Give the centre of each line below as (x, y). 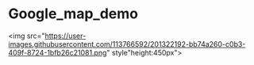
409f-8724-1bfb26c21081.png (58, 52)
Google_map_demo (73, 14)
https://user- (65, 36)
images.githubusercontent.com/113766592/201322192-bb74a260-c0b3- (127, 44)
